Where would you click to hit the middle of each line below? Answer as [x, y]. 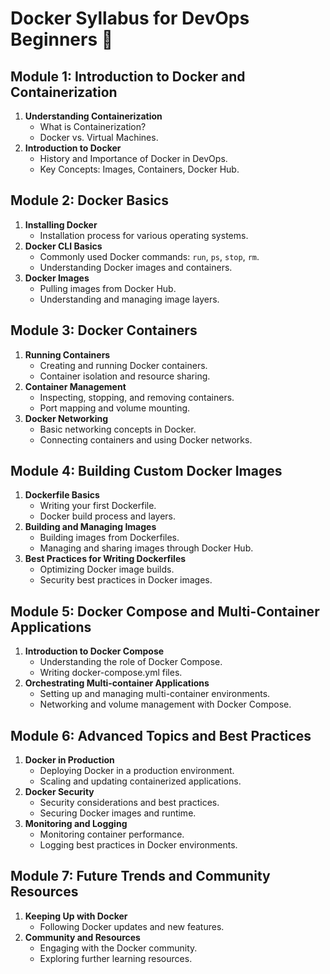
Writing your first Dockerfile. [98, 506]
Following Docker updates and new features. [132, 926]
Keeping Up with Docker [76, 916]
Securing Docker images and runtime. [118, 813]
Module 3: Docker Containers [104, 330]
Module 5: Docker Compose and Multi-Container [165, 611]
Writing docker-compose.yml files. [111, 673]
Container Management [75, 386]
